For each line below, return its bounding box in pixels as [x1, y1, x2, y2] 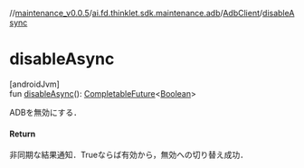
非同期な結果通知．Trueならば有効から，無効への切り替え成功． [9, 149, 249, 161]
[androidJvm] [9, 79, 61, 89]
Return [9, 128, 36, 139]
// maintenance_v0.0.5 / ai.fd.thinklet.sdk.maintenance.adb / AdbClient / [9, 8, 263, 18]
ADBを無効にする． [9, 107, 82, 117]
